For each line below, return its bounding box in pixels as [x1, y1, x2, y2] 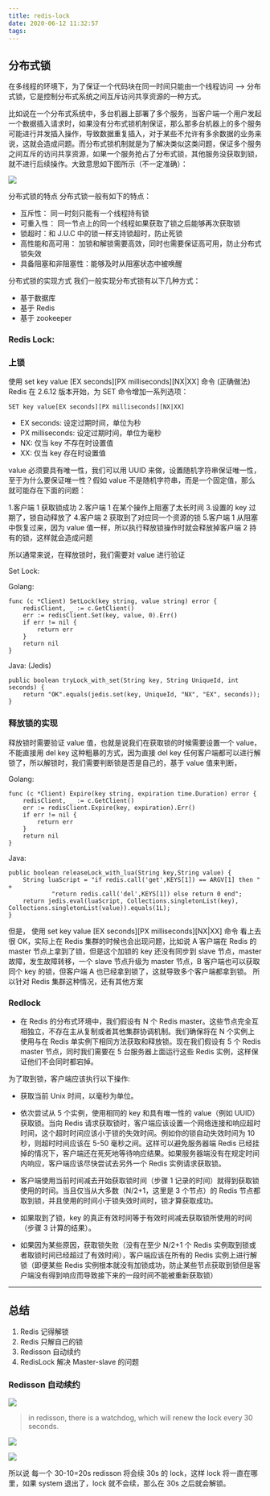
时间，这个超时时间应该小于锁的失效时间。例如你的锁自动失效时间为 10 [19, 1128, 256, 1137]
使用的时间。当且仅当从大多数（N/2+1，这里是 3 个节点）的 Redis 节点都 [19, 1186, 261, 1195]
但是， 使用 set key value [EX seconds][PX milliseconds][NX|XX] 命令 [8, 926, 239, 936]
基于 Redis [19, 303, 55, 313]
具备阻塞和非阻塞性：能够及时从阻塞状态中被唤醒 [19, 259, 182, 268]
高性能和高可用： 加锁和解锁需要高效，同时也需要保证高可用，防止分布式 [19, 239, 262, 248]
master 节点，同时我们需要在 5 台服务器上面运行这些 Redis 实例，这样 [19, 1047, 252, 1056]
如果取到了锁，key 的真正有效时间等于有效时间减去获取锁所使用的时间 [19, 1213, 252, 1222]
